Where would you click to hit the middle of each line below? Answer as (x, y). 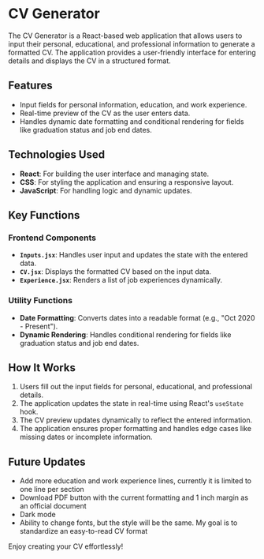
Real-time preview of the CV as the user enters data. (105, 113)
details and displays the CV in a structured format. (89, 61)
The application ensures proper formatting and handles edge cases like (136, 429)
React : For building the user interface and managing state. (114, 174)
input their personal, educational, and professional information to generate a (132, 43)
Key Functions (44, 215)
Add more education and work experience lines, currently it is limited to (136, 481)
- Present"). (39, 326)
